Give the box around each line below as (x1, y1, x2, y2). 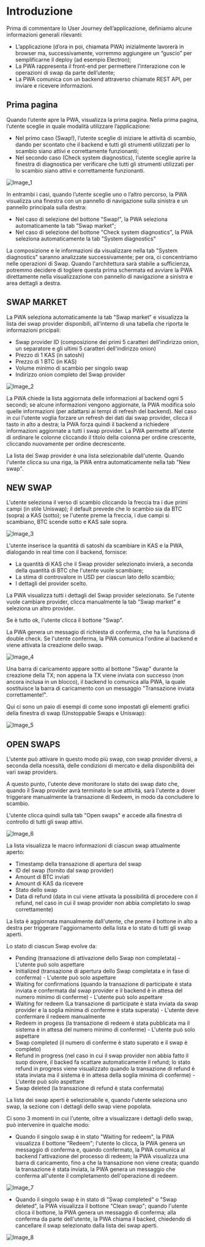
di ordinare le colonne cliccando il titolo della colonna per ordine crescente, (6, 433, 196, 441)
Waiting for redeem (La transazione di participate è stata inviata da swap (15, 1000, 199, 1008)
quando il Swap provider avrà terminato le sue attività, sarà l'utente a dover (6, 787, 196, 794)
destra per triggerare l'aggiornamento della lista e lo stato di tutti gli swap (6, 924, 192, 932)
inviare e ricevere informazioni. (15, 81, 94, 89)
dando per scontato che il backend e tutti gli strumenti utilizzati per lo (15, 141, 190, 148)
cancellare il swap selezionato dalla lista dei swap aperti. (15, 1222, 158, 1229)
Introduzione (6, 4, 73, 18)
